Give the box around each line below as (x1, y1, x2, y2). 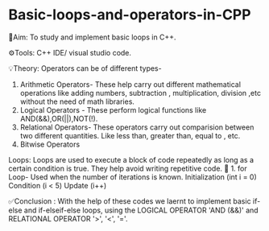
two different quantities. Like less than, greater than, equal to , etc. (19, 130, 241, 140)
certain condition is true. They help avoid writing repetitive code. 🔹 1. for (8, 163, 247, 173)
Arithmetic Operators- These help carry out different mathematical (19, 79, 242, 89)
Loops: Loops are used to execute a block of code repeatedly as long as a (8, 155, 255, 164)
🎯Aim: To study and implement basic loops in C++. (8, 32, 176, 42)
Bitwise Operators (19, 139, 81, 149)
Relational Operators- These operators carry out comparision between (19, 122, 255, 132)
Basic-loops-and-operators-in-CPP (8, 6, 251, 24)
